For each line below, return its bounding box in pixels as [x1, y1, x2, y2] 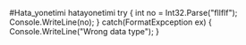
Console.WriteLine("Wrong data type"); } [9, 26, 159, 36]
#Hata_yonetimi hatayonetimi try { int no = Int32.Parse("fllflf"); [9, 8, 238, 18]
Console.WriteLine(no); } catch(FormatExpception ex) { [9, 17, 213, 27]
